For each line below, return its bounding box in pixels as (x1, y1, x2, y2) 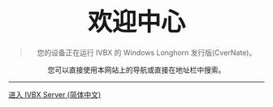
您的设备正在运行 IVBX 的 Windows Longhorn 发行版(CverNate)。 (37, 47, 257, 58)
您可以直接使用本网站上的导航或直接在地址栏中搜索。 (47, 65, 226, 75)
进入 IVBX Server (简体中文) (8, 89, 102, 99)
